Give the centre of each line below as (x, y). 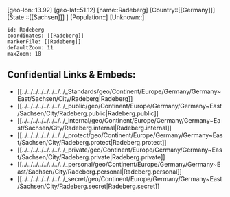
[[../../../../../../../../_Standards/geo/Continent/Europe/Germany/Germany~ (119, 91)
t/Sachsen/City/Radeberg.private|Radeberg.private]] (91, 157)
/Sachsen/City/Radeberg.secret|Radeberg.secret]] (88, 186)
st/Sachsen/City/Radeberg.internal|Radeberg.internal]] (94, 128)
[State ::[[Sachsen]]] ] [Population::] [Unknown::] (76, 17)
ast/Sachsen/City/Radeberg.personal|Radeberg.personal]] (99, 172)
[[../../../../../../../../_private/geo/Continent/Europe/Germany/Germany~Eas (119, 150)
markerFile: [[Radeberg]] (44, 42)
